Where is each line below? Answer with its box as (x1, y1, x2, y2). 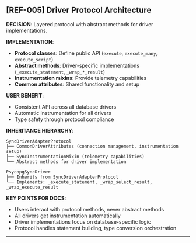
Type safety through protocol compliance (14, 116, 114, 123)
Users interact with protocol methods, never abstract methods (14, 206, 164, 213)
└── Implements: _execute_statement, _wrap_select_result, (6, 179, 153, 185)
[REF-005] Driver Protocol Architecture (6, 5, 152, 15)
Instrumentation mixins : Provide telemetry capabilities (14, 74, 147, 81)
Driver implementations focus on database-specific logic (14, 218, 152, 225)
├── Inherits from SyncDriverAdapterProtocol (6, 174, 118, 180)
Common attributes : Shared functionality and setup (14, 81, 140, 88)
